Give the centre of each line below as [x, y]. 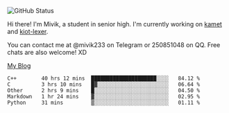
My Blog [19, 66]
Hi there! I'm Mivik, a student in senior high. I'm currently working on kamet [114, 24]
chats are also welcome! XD [47, 52]
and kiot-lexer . [28, 32]
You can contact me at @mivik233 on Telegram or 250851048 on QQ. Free [114, 45]
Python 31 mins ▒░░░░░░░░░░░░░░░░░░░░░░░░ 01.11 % [103, 103]
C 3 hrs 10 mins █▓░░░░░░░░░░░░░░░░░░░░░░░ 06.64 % [103, 85]
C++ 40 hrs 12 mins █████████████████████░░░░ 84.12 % [103, 78]
